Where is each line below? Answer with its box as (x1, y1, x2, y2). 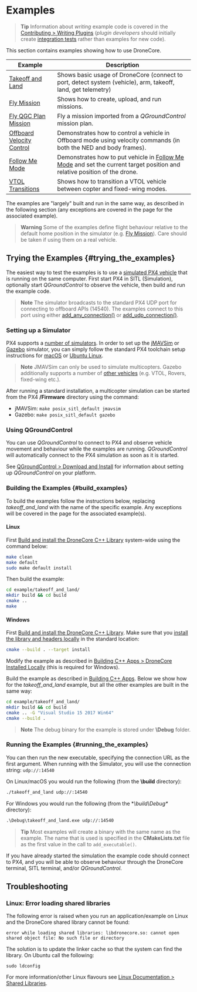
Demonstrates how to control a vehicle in (57, 129, 170, 137)
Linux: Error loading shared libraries (6, 899, 110, 907)
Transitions (9, 185, 40, 193)
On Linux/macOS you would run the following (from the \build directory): (6, 777, 182, 785)
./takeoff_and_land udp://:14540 (6, 789, 88, 795)
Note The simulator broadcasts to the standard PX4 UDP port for (20, 299, 177, 306)
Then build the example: (6, 576, 64, 583)
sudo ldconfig (6, 963, 41, 969)
